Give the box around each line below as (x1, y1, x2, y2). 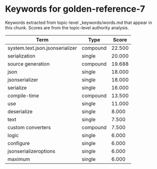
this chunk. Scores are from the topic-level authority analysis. (5, 24, 129, 30)
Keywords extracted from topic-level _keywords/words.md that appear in (5, 20, 153, 25)
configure (7, 140, 30, 147)
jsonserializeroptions (7, 148, 55, 154)
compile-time (7, 92, 39, 99)
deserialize (7, 108, 33, 115)
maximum (7, 155, 30, 162)
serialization (7, 52, 36, 59)
